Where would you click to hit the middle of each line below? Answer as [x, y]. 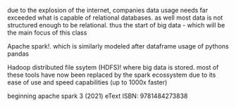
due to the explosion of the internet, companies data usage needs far [108, 10]
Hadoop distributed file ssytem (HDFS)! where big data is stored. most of [113, 67]
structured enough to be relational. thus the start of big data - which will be [116, 25]
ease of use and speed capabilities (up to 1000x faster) [87, 82]
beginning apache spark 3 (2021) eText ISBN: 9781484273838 [98, 96]
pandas [18, 53]
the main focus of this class [47, 32]
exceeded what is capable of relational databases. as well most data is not [115, 18]
